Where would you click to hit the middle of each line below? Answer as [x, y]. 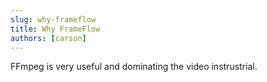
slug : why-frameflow [53, 19]
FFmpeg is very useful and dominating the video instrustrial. [134, 67]
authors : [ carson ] [48, 38]
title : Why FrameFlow [55, 29]
